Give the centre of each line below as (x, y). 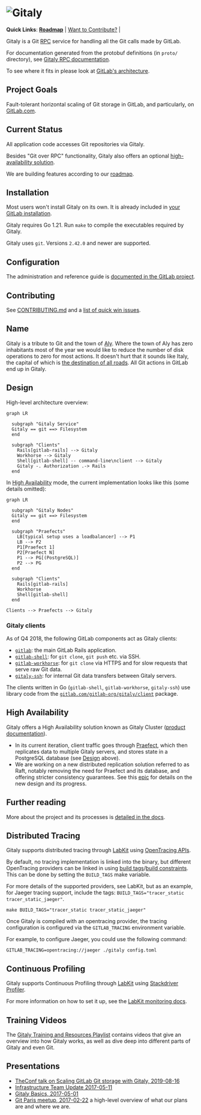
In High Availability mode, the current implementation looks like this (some (97, 482)
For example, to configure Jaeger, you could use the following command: (97, 939)
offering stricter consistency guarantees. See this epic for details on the (103, 777)
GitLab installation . (29, 213)
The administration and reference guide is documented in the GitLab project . (101, 277)
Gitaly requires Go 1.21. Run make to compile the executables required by (95, 225)
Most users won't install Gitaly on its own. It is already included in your (93, 207)
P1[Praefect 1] (36, 547)
